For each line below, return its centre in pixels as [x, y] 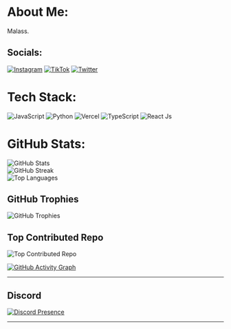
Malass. [18, 31]
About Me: [38, 12]
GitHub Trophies [43, 199]
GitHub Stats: [46, 144]
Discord [24, 296]
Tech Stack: [42, 97]
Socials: [25, 53]
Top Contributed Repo [55, 237]
